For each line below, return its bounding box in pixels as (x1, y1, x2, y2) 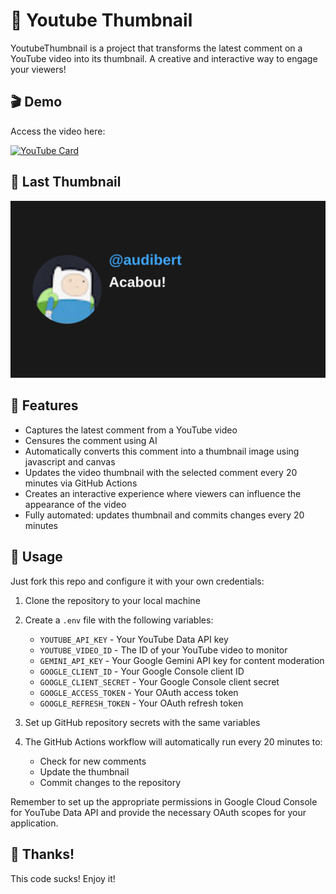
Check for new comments (39, 755, 147, 767)
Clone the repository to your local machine (24, 594, 201, 606)
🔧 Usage (10, 549, 63, 566)
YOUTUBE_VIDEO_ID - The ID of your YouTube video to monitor (39, 644, 288, 656)
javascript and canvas (24, 455, 116, 468)
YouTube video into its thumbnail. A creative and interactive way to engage (10, 52, 318, 64)
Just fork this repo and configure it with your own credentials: (10, 575, 265, 587)
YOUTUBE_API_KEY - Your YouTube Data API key (39, 633, 229, 645)
